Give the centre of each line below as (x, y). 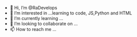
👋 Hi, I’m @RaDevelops (33, 8)
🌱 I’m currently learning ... (36, 18)
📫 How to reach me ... (33, 29)
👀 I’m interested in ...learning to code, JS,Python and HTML (71, 13)
